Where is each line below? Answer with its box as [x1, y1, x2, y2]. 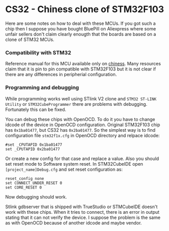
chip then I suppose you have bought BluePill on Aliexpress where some [5, 25, 156, 31]
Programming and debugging [5, 84, 79, 91]
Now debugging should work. [5, 194, 67, 200]
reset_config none [5, 176, 44, 181]
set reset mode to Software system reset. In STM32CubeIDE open [5, 161, 144, 167]
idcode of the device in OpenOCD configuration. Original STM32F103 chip [5, 122, 160, 128]
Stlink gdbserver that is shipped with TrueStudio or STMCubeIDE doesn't [5, 204, 158, 210]
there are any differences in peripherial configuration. [5, 71, 117, 78]
